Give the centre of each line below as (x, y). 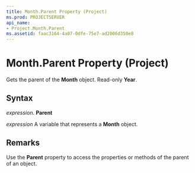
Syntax (20, 98)
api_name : (18, 23)
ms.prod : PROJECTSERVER (36, 17)
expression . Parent (29, 112)
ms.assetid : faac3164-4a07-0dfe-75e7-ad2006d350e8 (70, 34)
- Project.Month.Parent (36, 28)
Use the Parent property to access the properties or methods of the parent (97, 157)
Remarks (23, 143)
